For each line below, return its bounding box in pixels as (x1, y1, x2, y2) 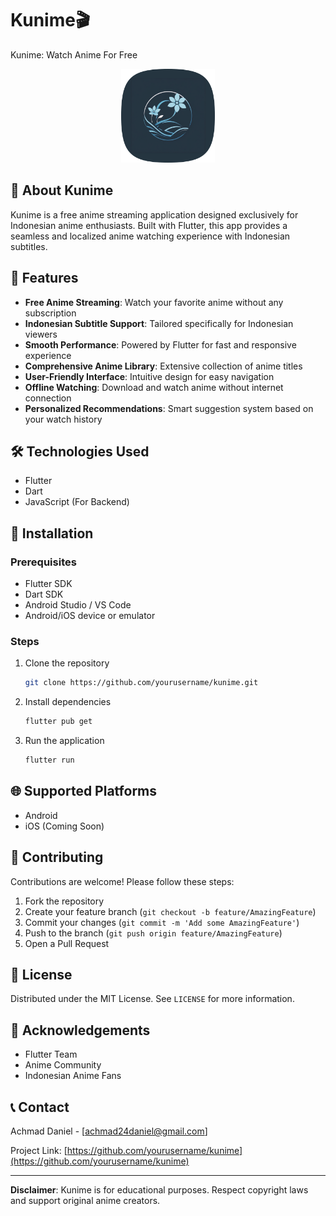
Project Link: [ (10, 1145, 68, 1157)
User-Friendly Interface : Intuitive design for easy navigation (24, 370, 275, 382)
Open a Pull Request (24, 937, 110, 949)
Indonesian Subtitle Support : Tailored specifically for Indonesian (24, 317, 294, 329)
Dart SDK (24, 588, 64, 601)
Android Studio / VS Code (24, 599, 132, 611)
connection (24, 392, 72, 404)
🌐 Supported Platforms (10, 783, 158, 800)
